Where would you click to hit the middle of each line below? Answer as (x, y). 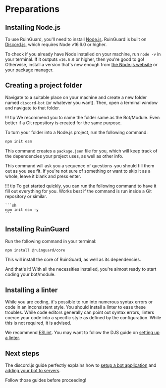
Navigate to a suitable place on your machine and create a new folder (76, 97)
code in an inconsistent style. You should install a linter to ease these (76, 307)
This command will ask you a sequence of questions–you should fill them (80, 166)
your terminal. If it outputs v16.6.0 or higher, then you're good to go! (75, 59)
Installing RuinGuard (37, 229)
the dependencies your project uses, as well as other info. (64, 156)
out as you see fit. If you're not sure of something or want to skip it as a (78, 171)
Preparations (32, 9)
